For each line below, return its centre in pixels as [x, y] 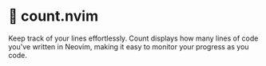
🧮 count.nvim [54, 16]
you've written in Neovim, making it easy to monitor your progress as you [129, 46]
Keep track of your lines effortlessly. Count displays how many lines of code [133, 38]
